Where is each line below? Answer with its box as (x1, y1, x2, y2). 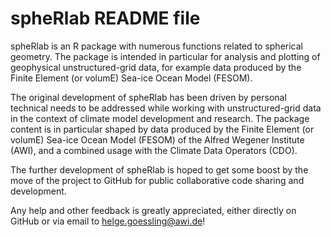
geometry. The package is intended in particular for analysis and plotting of (10, 50, 321, 62)
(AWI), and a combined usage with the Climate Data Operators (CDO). (10, 144, 298, 156)
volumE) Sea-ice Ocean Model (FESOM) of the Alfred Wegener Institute (10, 133, 305, 146)
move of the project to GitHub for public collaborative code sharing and (10, 174, 305, 186)
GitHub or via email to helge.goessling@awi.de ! (10, 215, 206, 227)
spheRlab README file (10, 7, 201, 30)
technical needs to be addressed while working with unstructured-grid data (10, 102, 322, 114)
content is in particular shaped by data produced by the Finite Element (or (10, 123, 315, 135)
